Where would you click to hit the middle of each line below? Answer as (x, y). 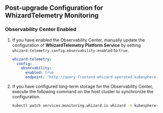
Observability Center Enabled (41, 30)
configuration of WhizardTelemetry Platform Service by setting (76, 45)
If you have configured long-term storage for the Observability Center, (82, 86)
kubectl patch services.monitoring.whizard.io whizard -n (72, 106)
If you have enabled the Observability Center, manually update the (78, 40)
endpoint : (35, 77)
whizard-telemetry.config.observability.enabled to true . (70, 50)
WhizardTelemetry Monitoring (52, 16)
